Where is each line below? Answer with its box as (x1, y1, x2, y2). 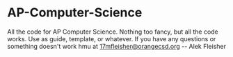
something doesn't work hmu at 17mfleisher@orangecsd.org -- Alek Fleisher (7, 42, 226, 50)
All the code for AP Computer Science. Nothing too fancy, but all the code (7, 27, 219, 36)
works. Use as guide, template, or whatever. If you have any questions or (7, 34, 216, 43)
